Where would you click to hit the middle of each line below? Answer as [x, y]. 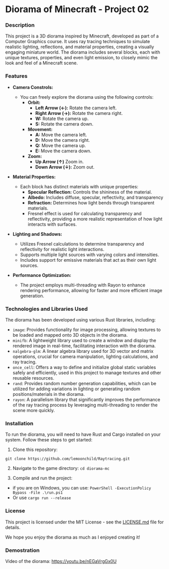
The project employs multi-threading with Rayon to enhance [83, 285]
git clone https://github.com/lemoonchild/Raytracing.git [68, 459]
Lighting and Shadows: [37, 234]
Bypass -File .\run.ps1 [38, 493]
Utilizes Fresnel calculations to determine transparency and [82, 243]
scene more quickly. [34, 411]
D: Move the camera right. [62, 140]
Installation [19, 423]
